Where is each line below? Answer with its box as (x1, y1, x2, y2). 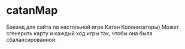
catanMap (6, 4, 58, 17)
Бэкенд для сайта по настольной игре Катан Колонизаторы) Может (6, 23, 180, 30)
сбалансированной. (6, 36, 57, 43)
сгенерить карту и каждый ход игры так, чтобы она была (6, 29, 153, 36)
